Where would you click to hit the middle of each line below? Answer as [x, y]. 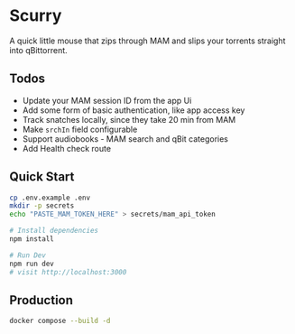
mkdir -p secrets [42, 206]
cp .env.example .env [50, 198]
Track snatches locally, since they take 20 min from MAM [129, 119]
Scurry [36, 16]
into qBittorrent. [38, 50]
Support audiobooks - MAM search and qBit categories [125, 139]
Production [41, 300]
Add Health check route [66, 148]
